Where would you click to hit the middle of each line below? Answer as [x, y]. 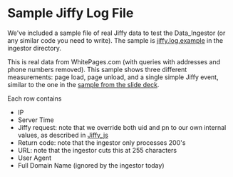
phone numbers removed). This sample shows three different [97, 69]
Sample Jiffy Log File [71, 13]
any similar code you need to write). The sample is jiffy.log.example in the [115, 40]
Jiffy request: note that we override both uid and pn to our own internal [122, 127]
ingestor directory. [35, 48]
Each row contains [35, 98]
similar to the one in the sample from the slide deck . [83, 84]
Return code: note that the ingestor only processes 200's [102, 142]
